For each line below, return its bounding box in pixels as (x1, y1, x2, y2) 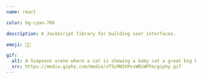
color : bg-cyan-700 (6, 19, 55, 26)
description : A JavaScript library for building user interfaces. (6, 31, 176, 37)
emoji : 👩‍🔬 (6, 42, 31, 48)
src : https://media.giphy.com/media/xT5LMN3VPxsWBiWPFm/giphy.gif (11, 64, 182, 70)
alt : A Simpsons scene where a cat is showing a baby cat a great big (11, 58, 192, 64)
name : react (6, 8, 36, 15)
